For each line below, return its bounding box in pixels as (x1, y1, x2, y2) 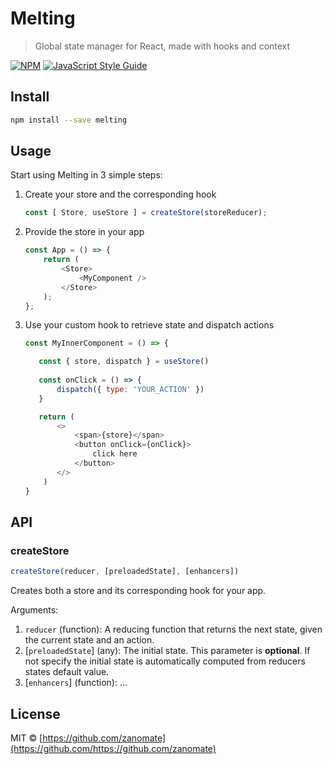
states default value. (24, 666, 110, 678)
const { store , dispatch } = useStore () (38, 357, 210, 367)
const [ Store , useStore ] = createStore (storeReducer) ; (24, 208, 268, 218)
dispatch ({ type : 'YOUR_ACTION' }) (56, 384, 205, 394)
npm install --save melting (10, 115, 128, 125)
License (10, 705, 61, 722)
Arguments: (10, 604, 59, 616)
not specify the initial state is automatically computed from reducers (24, 655, 306, 667)
